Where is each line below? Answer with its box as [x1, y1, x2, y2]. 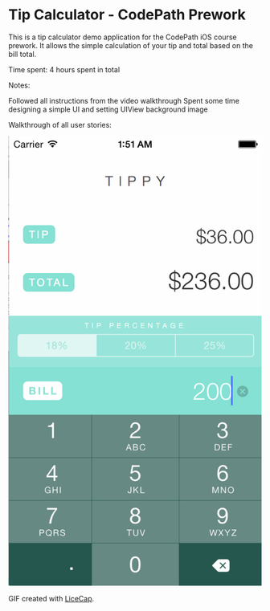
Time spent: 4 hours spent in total [8, 64, 121, 74]
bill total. [8, 49, 37, 59]
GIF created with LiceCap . [8, 593, 95, 603]
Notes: [8, 80, 31, 90]
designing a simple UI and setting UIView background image [8, 104, 208, 114]
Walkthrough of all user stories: [8, 120, 112, 129]
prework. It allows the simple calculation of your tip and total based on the [8, 40, 253, 50]
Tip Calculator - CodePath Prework [8, 6, 247, 24]
